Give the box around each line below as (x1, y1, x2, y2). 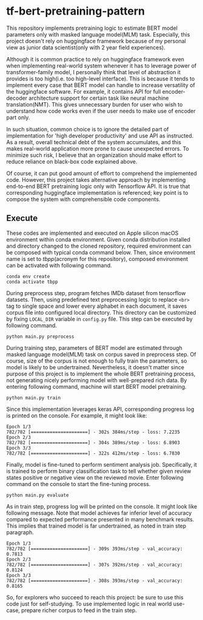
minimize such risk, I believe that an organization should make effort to (6, 151, 183, 159)
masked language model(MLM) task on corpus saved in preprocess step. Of (6, 350, 196, 358)
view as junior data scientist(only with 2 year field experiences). (6, 44, 165, 51)
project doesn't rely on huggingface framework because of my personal (6, 37, 186, 44)
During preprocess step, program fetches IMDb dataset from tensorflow (6, 289, 186, 296)
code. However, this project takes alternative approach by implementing (6, 176, 186, 183)
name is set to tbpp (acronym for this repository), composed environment (6, 255, 188, 262)
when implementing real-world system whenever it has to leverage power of (6, 62, 197, 69)
